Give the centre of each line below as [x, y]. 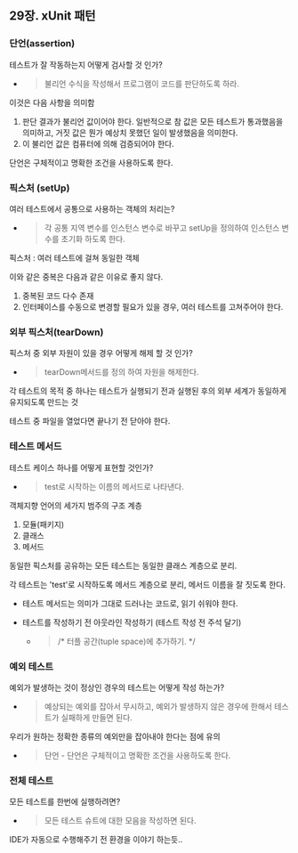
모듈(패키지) [43, 524]
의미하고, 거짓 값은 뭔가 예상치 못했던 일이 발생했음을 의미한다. [130, 133]
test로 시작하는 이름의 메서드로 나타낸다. [114, 486]
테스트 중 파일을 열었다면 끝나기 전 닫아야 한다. [90, 421]
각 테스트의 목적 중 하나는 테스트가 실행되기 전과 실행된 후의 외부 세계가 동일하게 [148, 391]
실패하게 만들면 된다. [97, 717]
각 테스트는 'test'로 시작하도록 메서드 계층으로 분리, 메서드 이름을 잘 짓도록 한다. [148, 584]
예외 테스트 [32, 666]
